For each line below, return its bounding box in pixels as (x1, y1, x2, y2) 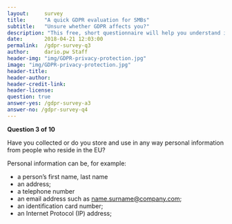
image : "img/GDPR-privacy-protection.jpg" (7, 61, 131, 68)
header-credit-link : (7, 81, 67, 88)
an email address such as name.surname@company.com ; (17, 194, 182, 203)
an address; (17, 180, 52, 188)
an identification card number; (17, 201, 104, 210)
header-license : (7, 87, 54, 94)
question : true (7, 94, 51, 101)
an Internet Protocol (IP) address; (17, 209, 112, 217)
